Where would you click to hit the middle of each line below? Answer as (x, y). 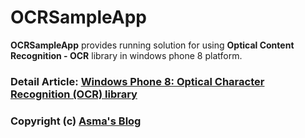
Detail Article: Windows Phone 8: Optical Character (137, 81)
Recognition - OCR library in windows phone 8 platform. (126, 55)
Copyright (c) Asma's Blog (76, 121)
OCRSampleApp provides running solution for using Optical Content (152, 45)
